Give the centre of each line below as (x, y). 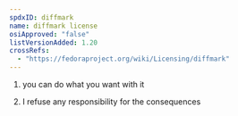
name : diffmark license (54, 26)
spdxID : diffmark (42, 17)
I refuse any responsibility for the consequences (111, 102)
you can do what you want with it (83, 84)
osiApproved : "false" (50, 34)
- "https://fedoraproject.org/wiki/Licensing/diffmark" (123, 59)
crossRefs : (30, 51)
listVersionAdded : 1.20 (54, 42)
